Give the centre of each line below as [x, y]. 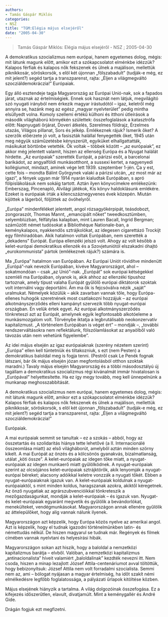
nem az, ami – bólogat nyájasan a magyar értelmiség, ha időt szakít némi [80, 574]
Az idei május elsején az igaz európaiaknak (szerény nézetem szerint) [77, 345]
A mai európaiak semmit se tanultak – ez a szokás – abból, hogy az [74, 438]
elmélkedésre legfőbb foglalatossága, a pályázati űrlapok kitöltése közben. [82, 579]
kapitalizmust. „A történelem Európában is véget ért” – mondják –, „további [82, 325]
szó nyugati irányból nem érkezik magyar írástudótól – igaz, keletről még [80, 104]
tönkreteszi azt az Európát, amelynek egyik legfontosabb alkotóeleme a [79, 314]
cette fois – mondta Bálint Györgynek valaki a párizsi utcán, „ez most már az [83, 173]
